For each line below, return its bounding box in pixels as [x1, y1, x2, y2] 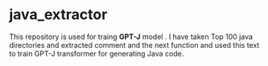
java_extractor [9, 6, 108, 24]
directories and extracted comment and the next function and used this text [9, 40, 260, 49]
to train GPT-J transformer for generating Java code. [9, 49, 184, 58]
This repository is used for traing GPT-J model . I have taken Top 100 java [9, 32, 253, 41]
